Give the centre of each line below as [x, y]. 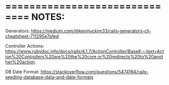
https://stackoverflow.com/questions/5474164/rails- [94, 71]
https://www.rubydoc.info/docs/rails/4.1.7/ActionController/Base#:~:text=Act [84, 51]
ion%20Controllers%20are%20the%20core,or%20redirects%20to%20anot [84, 56]
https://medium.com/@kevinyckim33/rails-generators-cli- [91, 31]
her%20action [20, 62]
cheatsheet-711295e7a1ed [32, 36]
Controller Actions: [25, 46]
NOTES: [48, 17]
